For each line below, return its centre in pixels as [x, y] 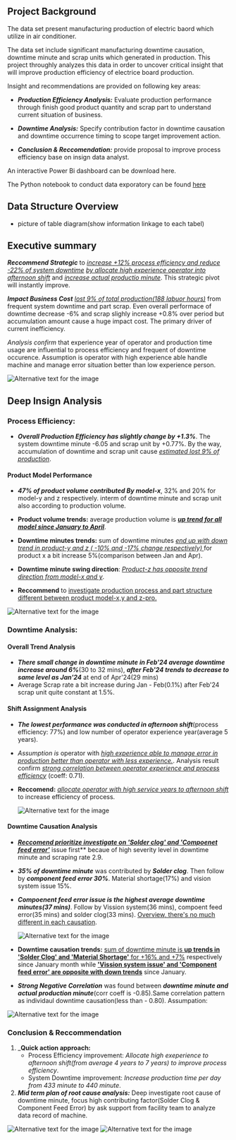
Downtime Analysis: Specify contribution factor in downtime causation [121, 128]
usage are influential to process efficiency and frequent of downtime [107, 350]
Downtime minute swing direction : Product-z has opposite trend [112, 569]
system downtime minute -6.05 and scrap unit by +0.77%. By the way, [119, 444]
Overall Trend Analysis [42, 647]
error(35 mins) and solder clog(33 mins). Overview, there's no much [116, 914]
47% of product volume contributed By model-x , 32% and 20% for [117, 491]
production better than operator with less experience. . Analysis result [118, 760]
